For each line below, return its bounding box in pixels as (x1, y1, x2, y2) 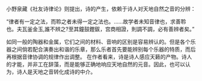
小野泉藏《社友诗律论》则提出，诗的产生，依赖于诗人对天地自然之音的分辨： (6, 5, 196, 12)
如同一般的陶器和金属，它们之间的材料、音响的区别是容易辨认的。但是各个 (6, 38, 191, 45)
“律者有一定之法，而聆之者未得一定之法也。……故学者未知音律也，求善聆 (6, 18, 186, 25)
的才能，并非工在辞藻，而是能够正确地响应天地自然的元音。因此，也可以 (6, 61, 185, 68)
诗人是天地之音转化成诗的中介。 (16, 68, 96, 75)
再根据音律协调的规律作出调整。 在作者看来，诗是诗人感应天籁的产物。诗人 (6, 53, 192, 60)
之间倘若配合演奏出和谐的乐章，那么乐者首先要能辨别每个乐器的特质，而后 (11, 46, 196, 53)
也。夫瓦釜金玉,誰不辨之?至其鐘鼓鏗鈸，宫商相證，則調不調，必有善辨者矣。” (6, 26, 195, 32)
